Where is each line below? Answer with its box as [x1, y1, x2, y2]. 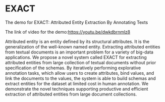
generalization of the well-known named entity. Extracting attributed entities [5, 44, 161, 50]
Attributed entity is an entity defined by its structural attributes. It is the [5, 38, 150, 45]
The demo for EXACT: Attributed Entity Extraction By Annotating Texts [5, 19, 148, 25]
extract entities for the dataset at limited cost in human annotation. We [5, 80, 149, 87]
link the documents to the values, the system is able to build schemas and [5, 75, 156, 81]
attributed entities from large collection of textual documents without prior [5, 59, 156, 65]
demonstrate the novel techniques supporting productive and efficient [5, 86, 149, 92]
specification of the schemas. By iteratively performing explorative [5, 65, 141, 71]
